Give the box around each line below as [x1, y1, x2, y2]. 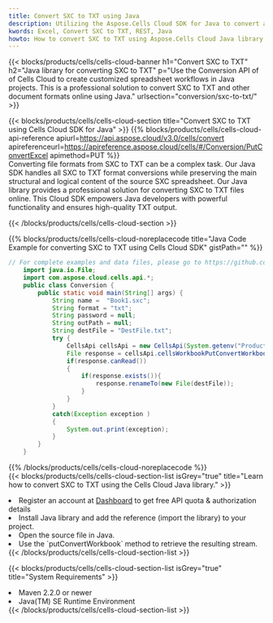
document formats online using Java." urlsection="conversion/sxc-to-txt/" [8, 91, 258, 102]
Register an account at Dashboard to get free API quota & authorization [19, 496, 257, 505]
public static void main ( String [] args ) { [37, 288, 184, 297]
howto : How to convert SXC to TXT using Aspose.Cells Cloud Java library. [8, 34, 267, 43]
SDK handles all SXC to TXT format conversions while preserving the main [8, 168, 258, 178]
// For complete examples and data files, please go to [8, 258, 201, 267]
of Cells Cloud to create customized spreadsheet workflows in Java [8, 74, 236, 84]
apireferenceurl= [8, 142, 65, 151]
